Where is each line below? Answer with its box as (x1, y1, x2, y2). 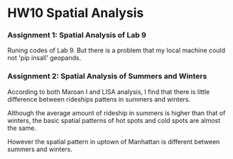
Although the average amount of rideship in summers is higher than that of (7, 108, 226, 117)
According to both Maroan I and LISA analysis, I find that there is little (7, 87, 210, 96)
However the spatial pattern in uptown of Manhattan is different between (7, 137, 220, 146)
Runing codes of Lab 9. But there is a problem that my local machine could (7, 46, 226, 54)
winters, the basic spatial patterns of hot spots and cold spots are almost (7, 116, 221, 124)
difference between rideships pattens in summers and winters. (7, 95, 190, 103)
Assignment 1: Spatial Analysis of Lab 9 (7, 30, 147, 40)
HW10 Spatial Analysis (7, 5, 144, 21)
